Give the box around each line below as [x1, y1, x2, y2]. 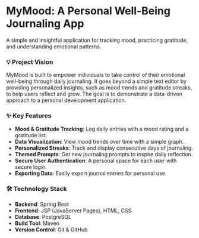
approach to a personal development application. [6, 97, 127, 104]
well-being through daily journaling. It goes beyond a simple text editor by [6, 78, 187, 85]
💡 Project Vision [6, 58, 53, 66]
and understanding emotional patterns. [6, 43, 102, 50]
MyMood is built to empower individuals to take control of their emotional [6, 72, 185, 79]
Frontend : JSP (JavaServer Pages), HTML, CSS [14, 207, 132, 214]
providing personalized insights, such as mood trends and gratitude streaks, [6, 84, 192, 91]
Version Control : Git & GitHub [14, 225, 88, 233]
